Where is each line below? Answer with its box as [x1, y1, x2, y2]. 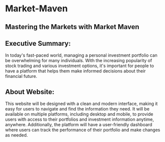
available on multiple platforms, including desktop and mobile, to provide [5, 111, 154, 117]
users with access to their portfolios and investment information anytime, [5, 116, 155, 122]
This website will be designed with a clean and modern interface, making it [5, 101, 158, 106]
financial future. [5, 73, 38, 79]
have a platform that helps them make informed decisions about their [5, 68, 146, 74]
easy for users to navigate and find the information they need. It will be [5, 106, 150, 112]
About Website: [5, 87, 55, 96]
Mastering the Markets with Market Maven [5, 23, 140, 31]
